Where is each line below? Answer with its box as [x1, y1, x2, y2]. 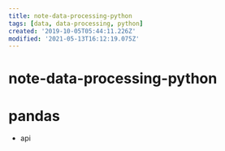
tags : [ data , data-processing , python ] [8, 19, 144, 28]
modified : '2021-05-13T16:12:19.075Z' [8, 34, 140, 43]
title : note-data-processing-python [8, 11, 132, 20]
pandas [8, 106, 61, 125]
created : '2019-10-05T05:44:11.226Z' [8, 27, 136, 35]
